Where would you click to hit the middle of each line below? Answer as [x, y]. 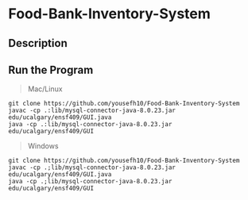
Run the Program [51, 69]
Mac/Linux [45, 89]
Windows [43, 146]
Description [38, 43]
